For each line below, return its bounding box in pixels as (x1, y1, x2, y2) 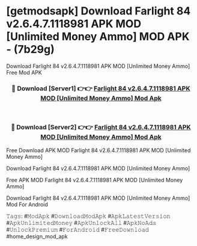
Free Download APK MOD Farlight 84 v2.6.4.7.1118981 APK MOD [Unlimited (6, 146, 191, 154)
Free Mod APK (6, 69, 42, 76)
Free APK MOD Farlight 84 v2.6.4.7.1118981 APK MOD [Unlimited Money (6, 176, 183, 183)
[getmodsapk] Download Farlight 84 (6, 4, 191, 18)
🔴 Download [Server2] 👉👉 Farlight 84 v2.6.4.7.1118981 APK (11, 123, 191, 132)
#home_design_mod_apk (6, 233, 68, 240)
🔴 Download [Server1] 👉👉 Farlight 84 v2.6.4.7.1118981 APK (11, 84, 190, 93)
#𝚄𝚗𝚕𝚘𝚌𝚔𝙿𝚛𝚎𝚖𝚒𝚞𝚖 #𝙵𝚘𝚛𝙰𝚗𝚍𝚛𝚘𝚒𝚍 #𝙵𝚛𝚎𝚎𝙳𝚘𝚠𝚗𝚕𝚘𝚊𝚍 (6, 226, 149, 233)
